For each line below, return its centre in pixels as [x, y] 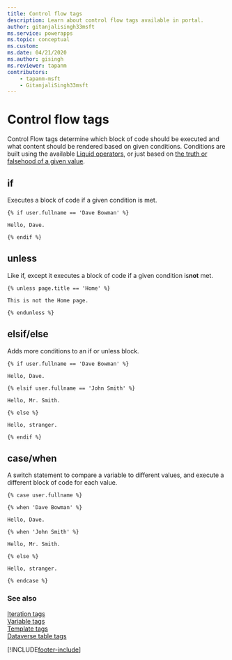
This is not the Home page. [48, 300]
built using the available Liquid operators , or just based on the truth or [107, 154]
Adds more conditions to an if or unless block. [73, 351]
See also [22, 599]
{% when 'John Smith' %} [43, 532]
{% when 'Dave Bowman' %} [45, 508]
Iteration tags [26, 614]
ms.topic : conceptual [39, 40]
